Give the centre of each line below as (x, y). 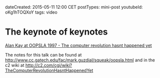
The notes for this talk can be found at (43, 55)
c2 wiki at (15, 65)
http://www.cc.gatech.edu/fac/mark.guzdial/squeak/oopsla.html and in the (80, 60)
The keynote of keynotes (57, 32)
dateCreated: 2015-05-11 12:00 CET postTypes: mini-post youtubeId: (74, 7)
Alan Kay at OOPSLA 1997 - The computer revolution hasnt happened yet (79, 45)
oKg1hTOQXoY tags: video (31, 12)
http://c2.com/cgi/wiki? (49, 65)
